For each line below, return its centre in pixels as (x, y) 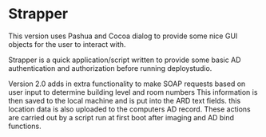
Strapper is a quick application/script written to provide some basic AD (125, 60)
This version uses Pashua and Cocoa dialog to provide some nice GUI (123, 36)
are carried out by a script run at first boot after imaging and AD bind (121, 117)
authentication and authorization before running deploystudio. (110, 68)
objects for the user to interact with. (67, 44)
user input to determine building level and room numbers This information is (133, 92)
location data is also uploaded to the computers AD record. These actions (129, 109)
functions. (25, 126)
